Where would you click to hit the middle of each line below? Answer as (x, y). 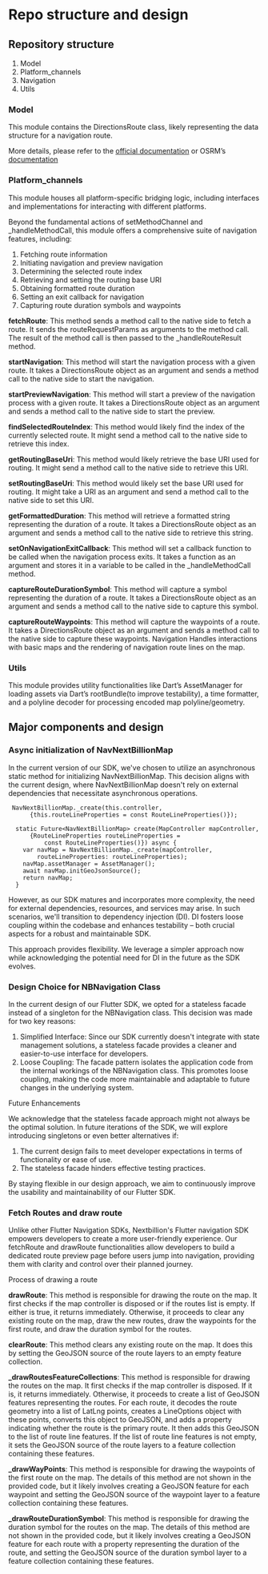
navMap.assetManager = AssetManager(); (89, 864)
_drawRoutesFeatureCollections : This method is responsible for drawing (129, 1377)
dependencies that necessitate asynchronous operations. (103, 793)
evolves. (22, 966)
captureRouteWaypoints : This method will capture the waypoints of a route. (134, 621)
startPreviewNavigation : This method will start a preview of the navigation (132, 394)
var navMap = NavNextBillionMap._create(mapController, (118, 849)
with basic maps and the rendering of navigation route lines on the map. (127, 647)
